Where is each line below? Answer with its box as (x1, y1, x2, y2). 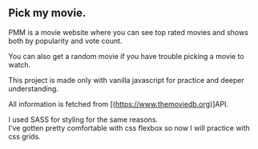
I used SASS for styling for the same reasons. (8, 115, 159, 124)
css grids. (8, 131, 42, 141)
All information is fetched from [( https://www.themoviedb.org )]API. (8, 99, 228, 108)
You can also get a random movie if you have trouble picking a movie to (8, 51, 244, 61)
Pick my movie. (8, 6, 87, 20)
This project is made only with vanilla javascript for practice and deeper (8, 75, 244, 84)
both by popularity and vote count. (8, 36, 123, 45)
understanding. (8, 84, 58, 93)
